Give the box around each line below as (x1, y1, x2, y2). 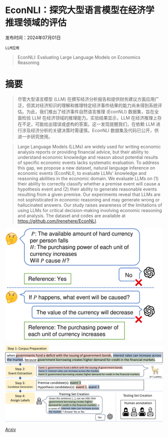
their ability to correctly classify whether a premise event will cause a (17, 180, 160, 186)
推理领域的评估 (5, 17, 67, 28)
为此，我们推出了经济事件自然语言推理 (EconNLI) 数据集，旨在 (26, 108, 155, 114)
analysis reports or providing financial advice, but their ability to (17, 148, 149, 155)
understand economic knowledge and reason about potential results (17, 154, 158, 160)
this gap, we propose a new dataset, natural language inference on (17, 164, 155, 170)
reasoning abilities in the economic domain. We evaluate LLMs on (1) (17, 175, 159, 181)
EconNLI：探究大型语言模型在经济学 (5, 4, 155, 16)
